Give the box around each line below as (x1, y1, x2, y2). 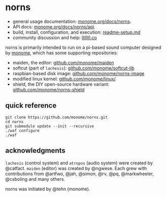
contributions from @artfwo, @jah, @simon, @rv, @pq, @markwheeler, (5, 171, 154, 177)
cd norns (5, 119, 24, 124)
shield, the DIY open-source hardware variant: (12, 81, 110, 87)
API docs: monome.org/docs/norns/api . (12, 23, 95, 29)
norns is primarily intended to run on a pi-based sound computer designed (5, 44, 161, 50)
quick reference (5, 101, 57, 110)
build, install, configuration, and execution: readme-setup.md (12, 29, 141, 35)
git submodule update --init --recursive (5, 123, 94, 128)
